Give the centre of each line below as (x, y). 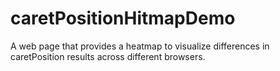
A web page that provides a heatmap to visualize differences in (140, 46)
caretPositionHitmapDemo (123, 18)
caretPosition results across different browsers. (108, 56)
